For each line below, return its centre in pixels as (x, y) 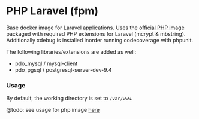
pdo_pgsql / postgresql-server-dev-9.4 (63, 69)
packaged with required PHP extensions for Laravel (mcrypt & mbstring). (96, 33)
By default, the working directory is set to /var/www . (70, 98)
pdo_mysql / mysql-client (46, 63)
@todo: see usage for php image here (53, 110)
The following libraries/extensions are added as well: (71, 51)
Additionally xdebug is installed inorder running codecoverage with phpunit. (100, 40)
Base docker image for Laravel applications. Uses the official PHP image (95, 28)
